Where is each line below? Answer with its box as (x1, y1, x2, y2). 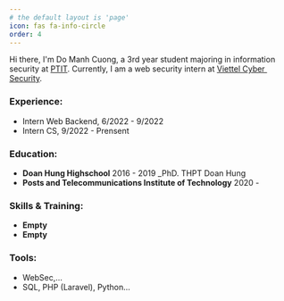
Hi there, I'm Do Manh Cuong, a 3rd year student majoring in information (9, 54, 276, 65)
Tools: (9, 252, 38, 264)
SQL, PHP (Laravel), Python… (21, 281, 131, 292)
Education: (9, 147, 58, 160)
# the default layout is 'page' (9, 13, 129, 22)
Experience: (9, 96, 63, 108)
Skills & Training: (9, 199, 84, 212)
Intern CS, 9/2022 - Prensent (21, 125, 129, 136)
